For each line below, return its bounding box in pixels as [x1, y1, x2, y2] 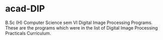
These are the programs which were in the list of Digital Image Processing [5, 24, 158, 30]
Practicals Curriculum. [5, 30, 51, 36]
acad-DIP [5, 3, 45, 14]
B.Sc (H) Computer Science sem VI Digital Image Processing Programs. [5, 19, 153, 25]
